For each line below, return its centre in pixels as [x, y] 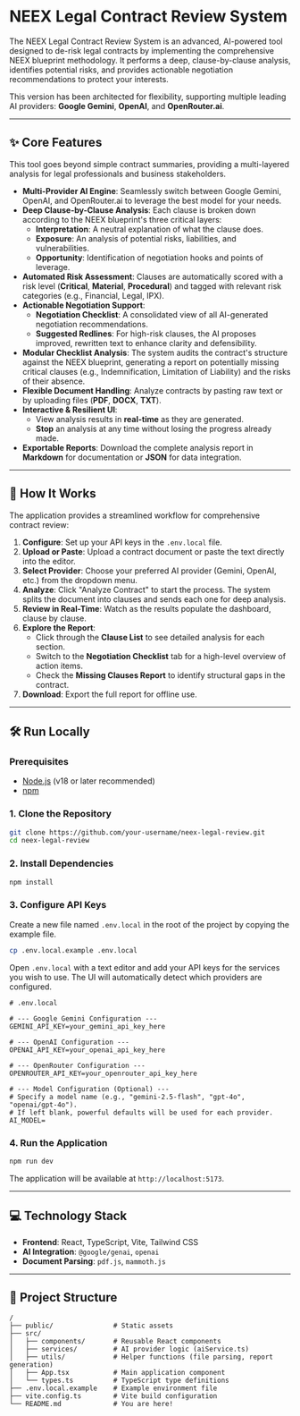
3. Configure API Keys [58, 905]
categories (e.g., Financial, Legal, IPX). [93, 295]
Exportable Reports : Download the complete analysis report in [137, 447]
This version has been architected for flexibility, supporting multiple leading [148, 97]
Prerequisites [39, 761]
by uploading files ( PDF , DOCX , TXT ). [92, 400]
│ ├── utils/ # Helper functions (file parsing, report [142, 1357]
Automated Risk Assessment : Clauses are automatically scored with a [153, 276]
